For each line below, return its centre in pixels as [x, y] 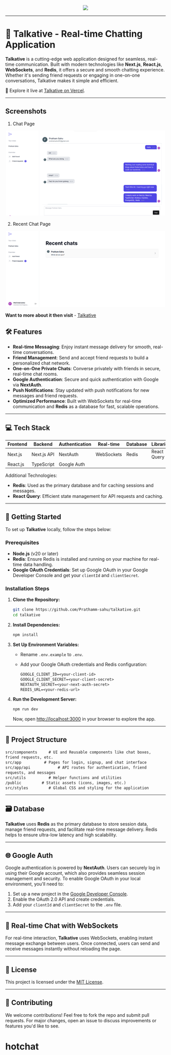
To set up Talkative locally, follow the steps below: [58, 529]
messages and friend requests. [45, 395]
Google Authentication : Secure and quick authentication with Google [85, 379]
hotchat [22, 1046]
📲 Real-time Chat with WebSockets [62, 926]
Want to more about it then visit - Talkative [51, 315]
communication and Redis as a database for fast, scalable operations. [86, 406]
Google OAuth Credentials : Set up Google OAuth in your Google [80, 570]
